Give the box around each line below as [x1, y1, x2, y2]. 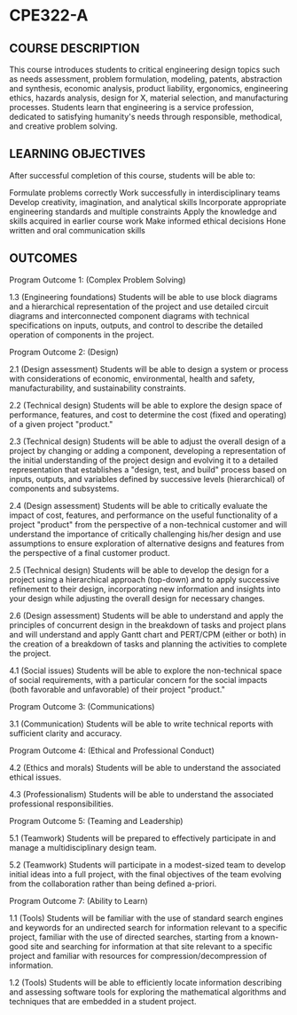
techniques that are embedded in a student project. [9, 995, 197, 1006]
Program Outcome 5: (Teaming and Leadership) [9, 815, 184, 826]
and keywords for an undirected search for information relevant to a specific [9, 922, 288, 932]
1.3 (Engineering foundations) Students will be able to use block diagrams [9, 291, 277, 302]
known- [250, 932, 279, 942]
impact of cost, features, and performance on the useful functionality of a [9, 510, 278, 520]
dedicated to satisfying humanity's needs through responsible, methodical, [9, 112, 283, 122]
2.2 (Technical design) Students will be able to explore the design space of [9, 400, 283, 410]
